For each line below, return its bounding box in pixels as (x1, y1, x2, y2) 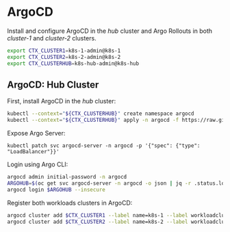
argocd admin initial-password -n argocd (7, 174, 127, 181)
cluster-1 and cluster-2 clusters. (7, 34, 97, 42)
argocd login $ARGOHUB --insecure (7, 186, 106, 193)
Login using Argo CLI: (7, 160, 68, 168)
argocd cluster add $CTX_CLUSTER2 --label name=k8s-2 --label (7, 218, 188, 225)
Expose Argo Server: (7, 129, 66, 138)
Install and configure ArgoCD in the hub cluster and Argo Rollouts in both (7, 27, 213, 35)
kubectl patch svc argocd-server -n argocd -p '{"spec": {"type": (7, 142, 201, 149)
